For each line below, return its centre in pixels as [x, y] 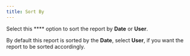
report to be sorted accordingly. [46, 46]
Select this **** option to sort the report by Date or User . [77, 29]
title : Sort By [25, 12]
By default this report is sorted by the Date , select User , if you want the [95, 40]
